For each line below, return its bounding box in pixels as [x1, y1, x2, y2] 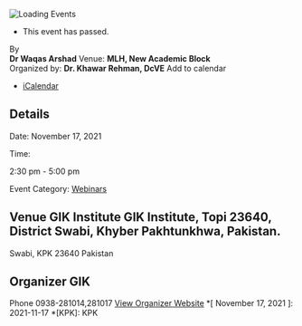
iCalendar [22, 81, 59, 91]
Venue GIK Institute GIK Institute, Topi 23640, [9, 209, 272, 225]
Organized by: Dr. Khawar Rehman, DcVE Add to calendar [9, 63, 227, 73]
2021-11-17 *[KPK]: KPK [9, 308, 99, 319]
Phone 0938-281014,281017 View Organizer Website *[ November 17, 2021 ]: [9, 298, 294, 309]
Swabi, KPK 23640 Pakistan [9, 247, 114, 258]
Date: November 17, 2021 [9, 130, 102, 141]
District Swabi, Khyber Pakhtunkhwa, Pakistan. [9, 224, 281, 239]
